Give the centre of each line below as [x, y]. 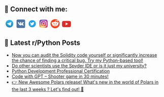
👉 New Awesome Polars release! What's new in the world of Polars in [85, 82]
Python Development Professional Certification [60, 71]
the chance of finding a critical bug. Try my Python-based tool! [77, 60]
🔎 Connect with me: [36, 9]
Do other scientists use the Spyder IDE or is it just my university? [79, 65]
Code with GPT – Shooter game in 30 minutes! [60, 76]
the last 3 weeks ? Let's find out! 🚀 [48, 89]
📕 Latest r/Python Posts [42, 43]
